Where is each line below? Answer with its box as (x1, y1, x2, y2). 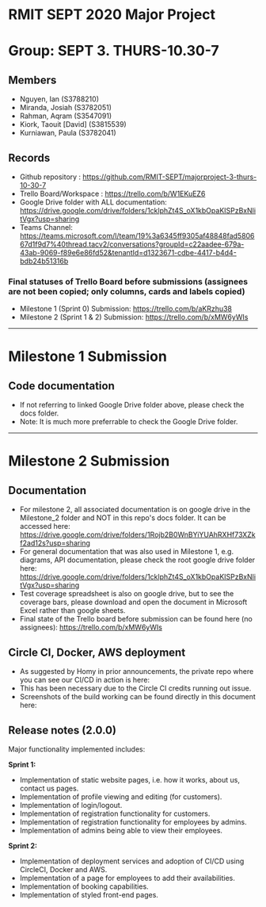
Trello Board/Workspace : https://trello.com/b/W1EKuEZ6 (19, 189, 206, 198)
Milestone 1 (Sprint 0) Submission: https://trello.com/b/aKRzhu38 (19, 304, 232, 314)
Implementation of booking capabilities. (19, 882, 149, 891)
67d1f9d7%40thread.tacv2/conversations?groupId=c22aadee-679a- (19, 239, 245, 249)
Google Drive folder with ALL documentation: (19, 197, 168, 207)
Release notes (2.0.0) (8, 723, 117, 737)
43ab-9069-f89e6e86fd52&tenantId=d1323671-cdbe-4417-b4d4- (19, 248, 237, 257)
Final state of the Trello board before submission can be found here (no (19, 614, 253, 624)
